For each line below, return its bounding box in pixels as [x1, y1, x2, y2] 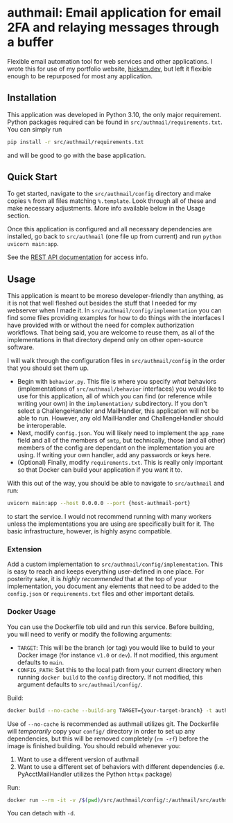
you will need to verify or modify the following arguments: [7, 630, 172, 638]
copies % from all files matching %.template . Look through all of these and [7, 197, 216, 205]
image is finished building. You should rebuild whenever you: [7, 741, 181, 750]
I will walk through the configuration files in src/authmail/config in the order [7, 357, 225, 365]
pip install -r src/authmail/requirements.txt [7, 139, 144, 145]
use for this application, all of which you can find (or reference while [17, 392, 213, 400]
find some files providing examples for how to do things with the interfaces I [7, 314, 225, 322]
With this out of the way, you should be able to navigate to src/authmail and [7, 479, 225, 488]
